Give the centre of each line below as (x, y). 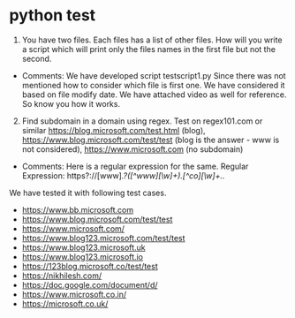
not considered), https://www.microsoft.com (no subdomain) (132, 149)
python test (53, 15)
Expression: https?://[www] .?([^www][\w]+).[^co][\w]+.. (123, 175)
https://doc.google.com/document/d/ (90, 284)
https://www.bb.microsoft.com (78, 209)
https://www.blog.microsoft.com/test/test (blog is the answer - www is (151, 140)
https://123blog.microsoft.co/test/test (90, 266)
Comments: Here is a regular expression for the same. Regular (135, 166)
